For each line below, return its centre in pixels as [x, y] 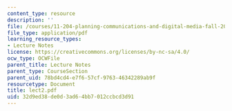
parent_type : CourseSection [48, 71]
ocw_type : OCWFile [33, 59]
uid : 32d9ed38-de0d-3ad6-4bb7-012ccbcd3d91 [71, 97]
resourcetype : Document [41, 84]
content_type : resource [41, 13]
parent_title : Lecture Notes [49, 65]
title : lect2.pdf [32, 90]
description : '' [30, 20]
